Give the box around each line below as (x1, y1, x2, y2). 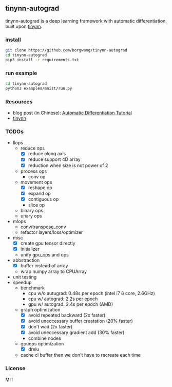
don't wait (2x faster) (28, 324, 73, 330)
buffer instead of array (20, 262, 68, 269)
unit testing (12, 273, 37, 280)
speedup (12, 279, 32, 285)
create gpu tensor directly (20, 240, 75, 246)
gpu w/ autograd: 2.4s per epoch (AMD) (28, 301, 113, 307)
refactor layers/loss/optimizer (20, 229, 83, 235)
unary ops (20, 213, 42, 219)
